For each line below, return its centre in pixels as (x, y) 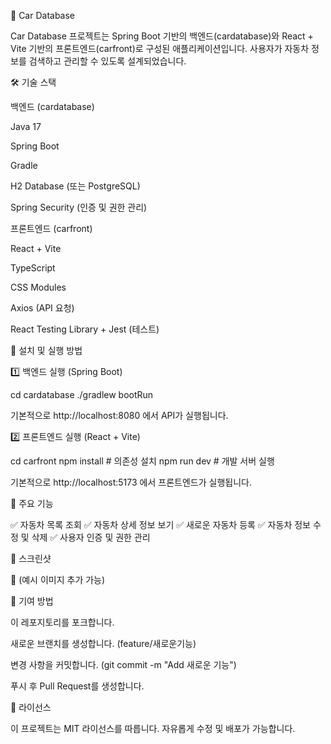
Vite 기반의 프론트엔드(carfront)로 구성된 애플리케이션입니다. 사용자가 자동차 (160, 48)
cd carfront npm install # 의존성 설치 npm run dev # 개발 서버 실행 (142, 461)
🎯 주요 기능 (32, 503)
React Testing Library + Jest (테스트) (85, 329)
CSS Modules (38, 287)
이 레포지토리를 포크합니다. (62, 622)
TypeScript (33, 268)
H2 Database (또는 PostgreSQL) (75, 186)
